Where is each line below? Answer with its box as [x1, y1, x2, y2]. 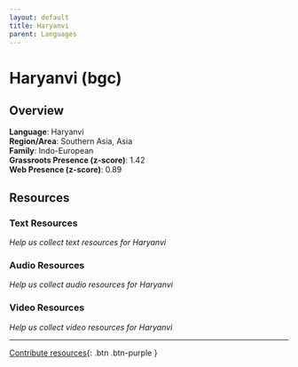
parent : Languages [9, 29, 77, 38]
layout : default [9, 12, 69, 22]
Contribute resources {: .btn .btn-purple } [9, 347, 158, 358]
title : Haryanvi [9, 21, 69, 30]
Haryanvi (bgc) [9, 68, 122, 88]
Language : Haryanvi [9, 126, 84, 138]
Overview [9, 103, 65, 118]
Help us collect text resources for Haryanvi [9, 237, 167, 248]
